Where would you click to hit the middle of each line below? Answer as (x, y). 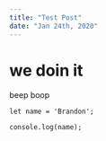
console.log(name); (46, 128)
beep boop (30, 95)
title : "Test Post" (46, 18)
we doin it (46, 70)
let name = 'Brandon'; (52, 112)
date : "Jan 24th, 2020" (54, 26)
